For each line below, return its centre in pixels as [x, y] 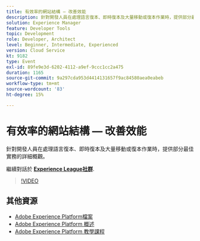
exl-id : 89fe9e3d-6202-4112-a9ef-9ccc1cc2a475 [65, 67]
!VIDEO [29, 181]
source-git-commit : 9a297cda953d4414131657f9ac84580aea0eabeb [85, 78]
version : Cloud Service [36, 51]
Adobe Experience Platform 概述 [54, 224]
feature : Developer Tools [38, 28]
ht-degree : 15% [25, 95]
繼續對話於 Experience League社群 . [50, 169]
